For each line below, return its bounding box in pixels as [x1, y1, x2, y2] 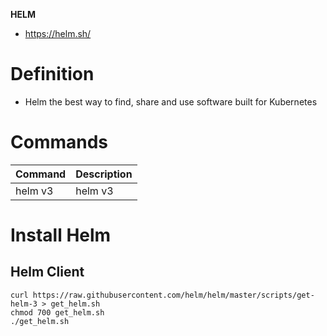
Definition [10, 63, 95, 86]
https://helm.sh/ [24, 28, 92, 39]
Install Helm [10, 224, 112, 247]
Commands [10, 131, 109, 154]
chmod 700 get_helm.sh [10, 307, 105, 318]
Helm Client [10, 264, 85, 281]
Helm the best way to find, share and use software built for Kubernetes [24, 95, 318, 108]
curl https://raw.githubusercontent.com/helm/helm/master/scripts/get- [10, 290, 315, 300]
